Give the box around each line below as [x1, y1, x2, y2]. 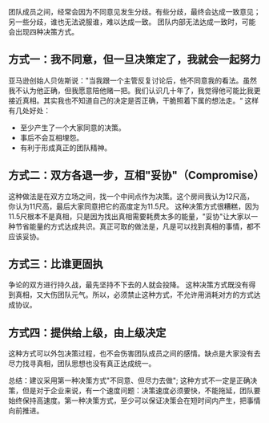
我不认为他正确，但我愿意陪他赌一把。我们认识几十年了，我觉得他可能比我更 [8, 85, 261, 95]
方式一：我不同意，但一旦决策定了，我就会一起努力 [8, 53, 261, 67]
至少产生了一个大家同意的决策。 [19, 123, 126, 132]
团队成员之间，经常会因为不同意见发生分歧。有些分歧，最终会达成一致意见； [8, 7, 261, 16]
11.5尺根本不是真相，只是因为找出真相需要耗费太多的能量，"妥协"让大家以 [8, 211, 251, 221]
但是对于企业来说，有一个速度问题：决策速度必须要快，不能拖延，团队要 [22, 386, 261, 396]
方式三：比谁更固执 [8, 258, 103, 271]
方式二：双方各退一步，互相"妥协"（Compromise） [8, 169, 265, 182]
